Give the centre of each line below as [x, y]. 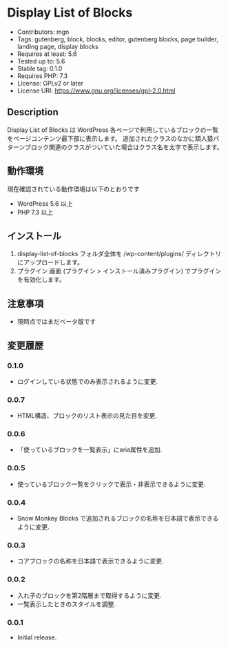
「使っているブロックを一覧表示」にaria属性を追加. [90, 450]
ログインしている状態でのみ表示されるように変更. [87, 381]
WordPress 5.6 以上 [45, 203]
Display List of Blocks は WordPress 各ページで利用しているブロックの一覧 [113, 130]
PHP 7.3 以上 [35, 212]
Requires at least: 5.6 [47, 54]
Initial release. [37, 637]
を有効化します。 [41, 280]
